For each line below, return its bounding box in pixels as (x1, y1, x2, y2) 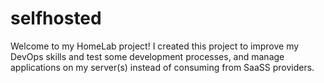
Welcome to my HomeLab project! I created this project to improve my (10, 40, 300, 52)
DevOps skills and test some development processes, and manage (10, 50, 285, 62)
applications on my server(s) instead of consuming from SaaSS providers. (10, 61, 315, 73)
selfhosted (10, 7, 102, 30)
